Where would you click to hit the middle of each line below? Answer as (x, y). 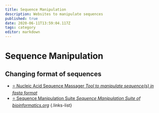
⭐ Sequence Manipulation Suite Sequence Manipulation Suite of (76, 98)
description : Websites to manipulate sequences (54, 14)
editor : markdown (23, 32)
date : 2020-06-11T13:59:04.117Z (38, 23)
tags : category (20, 28)
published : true (21, 18)
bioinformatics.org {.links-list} (42, 105)
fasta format (25, 93)
